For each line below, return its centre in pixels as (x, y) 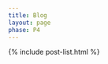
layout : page (30, 23)
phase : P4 (24, 30)
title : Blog (28, 15)
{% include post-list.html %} (54, 52)
